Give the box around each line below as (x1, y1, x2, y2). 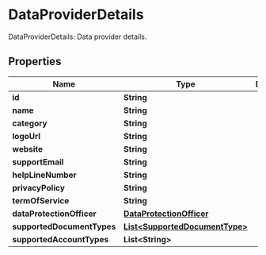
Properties (8, 55, 62, 68)
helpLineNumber (12, 169, 77, 180)
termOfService (12, 195, 70, 206)
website (12, 143, 44, 154)
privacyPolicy (12, 182, 66, 193)
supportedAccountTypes (12, 234, 109, 245)
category (12, 118, 47, 129)
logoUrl (12, 130, 41, 141)
